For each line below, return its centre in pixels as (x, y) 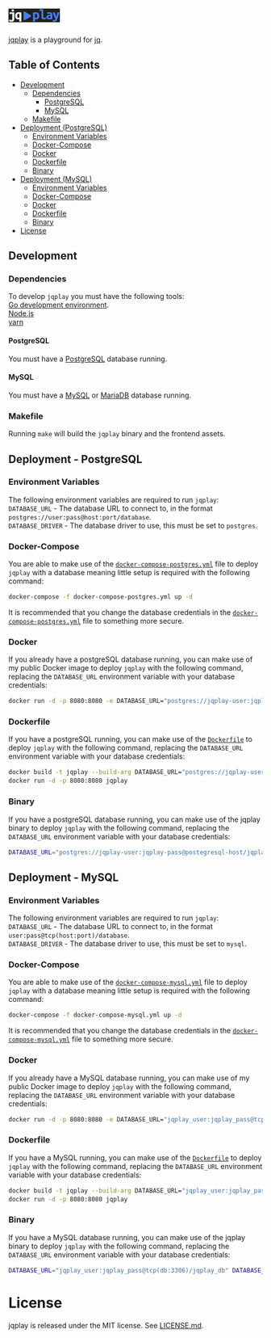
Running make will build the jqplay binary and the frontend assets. (117, 434)
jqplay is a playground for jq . (56, 40)
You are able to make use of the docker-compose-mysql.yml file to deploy (128, 982)
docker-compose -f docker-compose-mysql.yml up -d (95, 1015)
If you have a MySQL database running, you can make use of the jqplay (127, 1237)
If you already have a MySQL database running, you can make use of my (129, 1078)
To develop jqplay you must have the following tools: (96, 297)
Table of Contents (54, 65)
